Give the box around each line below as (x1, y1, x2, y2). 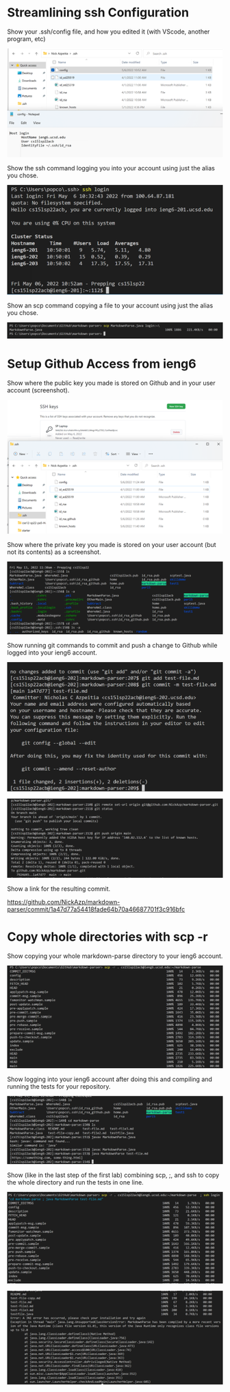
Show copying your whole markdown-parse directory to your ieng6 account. (7, 952, 223, 960)
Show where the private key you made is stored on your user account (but (7, 541, 217, 549)
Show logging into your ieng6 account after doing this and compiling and (7, 1075, 212, 1083)
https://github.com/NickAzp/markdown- (7, 898, 120, 906)
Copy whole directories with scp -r (7, 929, 208, 944)
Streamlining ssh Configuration (7, 5, 190, 21)
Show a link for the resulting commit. (7, 885, 111, 893)
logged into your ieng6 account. (7, 648, 97, 657)
